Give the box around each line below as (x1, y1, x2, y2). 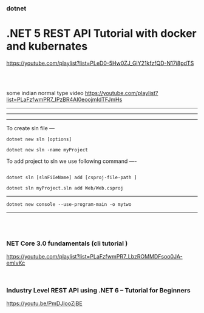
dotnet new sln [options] (6, 136, 72, 142)
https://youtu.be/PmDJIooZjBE (6, 300, 83, 307)
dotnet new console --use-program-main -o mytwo (6, 201, 132, 207)
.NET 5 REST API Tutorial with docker (6, 27, 197, 41)
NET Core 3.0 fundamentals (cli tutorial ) (6, 239, 128, 248)
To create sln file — (6, 124, 55, 131)
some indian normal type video (6, 89, 84, 96)
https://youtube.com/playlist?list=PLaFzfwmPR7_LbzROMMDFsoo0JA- (6, 253, 183, 260)
